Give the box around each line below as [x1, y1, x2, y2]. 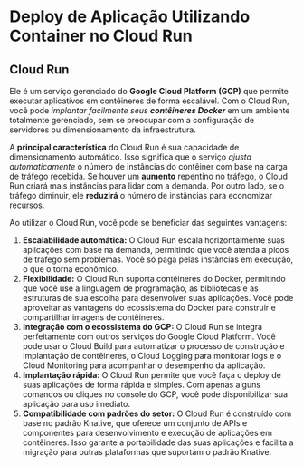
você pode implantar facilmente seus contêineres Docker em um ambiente [9, 105, 290, 115]
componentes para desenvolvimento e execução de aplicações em [22, 428, 273, 438]
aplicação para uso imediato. [22, 399, 131, 409]
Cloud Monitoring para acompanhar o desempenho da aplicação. [22, 360, 266, 371]
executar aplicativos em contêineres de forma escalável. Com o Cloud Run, [9, 95, 289, 106]
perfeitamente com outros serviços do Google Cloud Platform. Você [22, 331, 276, 342]
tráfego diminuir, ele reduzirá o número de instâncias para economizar [9, 190, 273, 200]
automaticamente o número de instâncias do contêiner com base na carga [9, 161, 288, 171]
